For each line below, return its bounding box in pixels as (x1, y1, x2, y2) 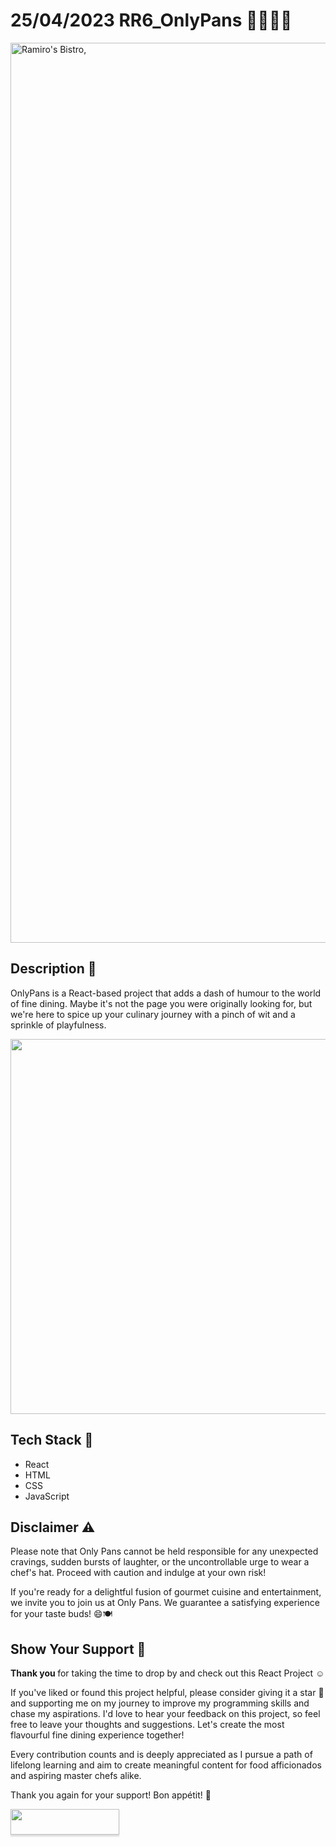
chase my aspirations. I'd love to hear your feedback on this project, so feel (10, 1708, 321, 1720)
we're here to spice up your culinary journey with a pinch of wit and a (10, 1008, 296, 1020)
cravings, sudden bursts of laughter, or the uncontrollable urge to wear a (10, 1556, 310, 1568)
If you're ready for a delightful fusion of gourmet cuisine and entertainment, (10, 1586, 322, 1598)
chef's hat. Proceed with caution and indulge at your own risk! (10, 1567, 267, 1579)
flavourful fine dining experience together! (10, 1729, 185, 1741)
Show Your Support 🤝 (10, 1640, 147, 1658)
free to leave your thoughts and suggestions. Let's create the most (10, 1719, 285, 1731)
